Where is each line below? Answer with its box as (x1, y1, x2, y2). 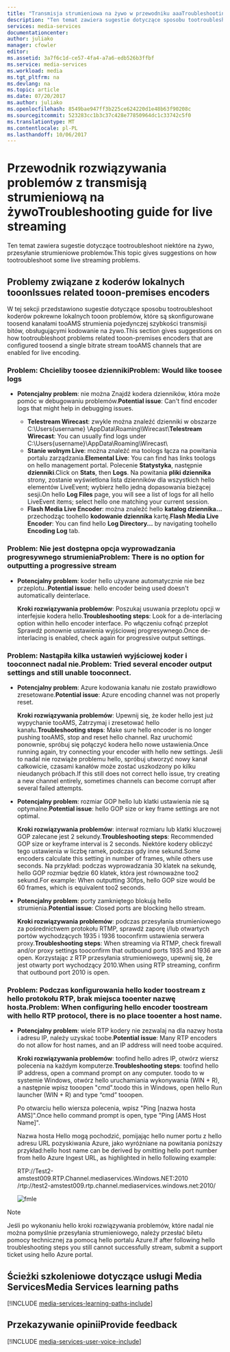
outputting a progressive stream (7, 561, 117, 571)
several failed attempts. (16, 784, 84, 792)
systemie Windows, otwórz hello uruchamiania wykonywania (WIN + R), (16, 1077, 220, 1085)
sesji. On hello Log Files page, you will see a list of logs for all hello (27, 491, 214, 499)
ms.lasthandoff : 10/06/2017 (7, 131, 88, 138)
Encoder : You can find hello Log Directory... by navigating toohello (27, 519, 217, 528)
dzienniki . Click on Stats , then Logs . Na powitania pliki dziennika (27, 469, 212, 477)
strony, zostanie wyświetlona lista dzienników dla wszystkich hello (27, 476, 215, 484)
